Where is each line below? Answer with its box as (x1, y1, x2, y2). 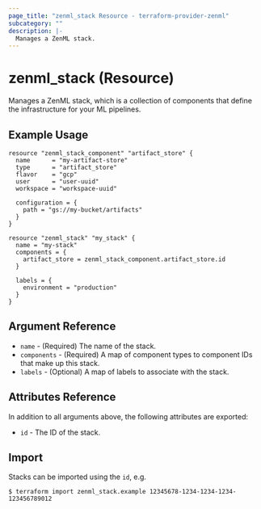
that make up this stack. (19, 358, 100, 368)
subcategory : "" (8, 19, 63, 27)
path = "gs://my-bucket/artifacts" (23, 206, 143, 214)
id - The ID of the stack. (19, 427, 101, 437)
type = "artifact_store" (15, 163, 117, 171)
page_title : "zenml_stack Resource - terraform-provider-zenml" (8, 11, 229, 20)
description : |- (8, 27, 63, 35)
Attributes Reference (8, 390, 116, 404)
